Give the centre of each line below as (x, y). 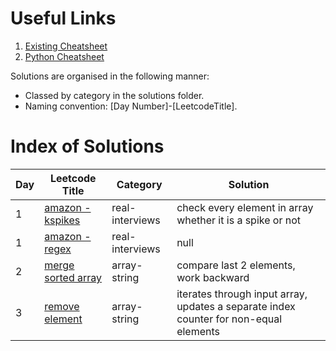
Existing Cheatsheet (66, 46)
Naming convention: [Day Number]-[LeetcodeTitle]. (131, 106)
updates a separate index (236, 306)
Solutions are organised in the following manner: (110, 76)
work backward (213, 277)
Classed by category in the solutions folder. (114, 95)
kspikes (62, 220)
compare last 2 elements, (236, 265)
